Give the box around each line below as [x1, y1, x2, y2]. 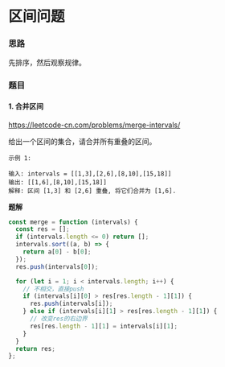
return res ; [15, 344, 56, 353]
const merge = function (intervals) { [8, 218, 138, 226]
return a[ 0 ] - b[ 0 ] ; [22, 248, 92, 256]
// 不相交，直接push [22, 285, 84, 293]
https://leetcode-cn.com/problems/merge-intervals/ [8, 120, 181, 130]
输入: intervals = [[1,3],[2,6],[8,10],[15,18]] [8, 170, 172, 178]
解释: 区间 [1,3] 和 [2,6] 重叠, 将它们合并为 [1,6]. [8, 187, 177, 195]
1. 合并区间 [8, 101, 44, 111]
